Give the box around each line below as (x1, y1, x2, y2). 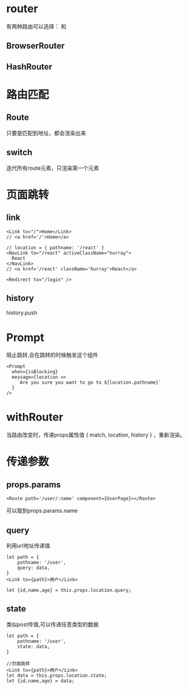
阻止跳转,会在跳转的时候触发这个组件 (6, 351, 99, 359)
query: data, (17, 565, 50, 571)
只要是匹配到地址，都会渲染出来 (6, 129, 86, 136)
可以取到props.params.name (6, 507, 78, 515)
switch (6, 147, 33, 158)
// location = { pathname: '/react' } (6, 244, 104, 251)
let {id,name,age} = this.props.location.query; (6, 587, 132, 594)
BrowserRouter (6, 41, 65, 51)
